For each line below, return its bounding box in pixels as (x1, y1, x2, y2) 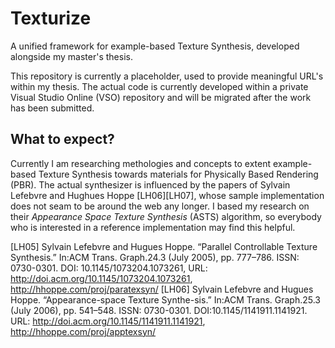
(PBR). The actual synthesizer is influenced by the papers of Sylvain (10, 178, 291, 191)
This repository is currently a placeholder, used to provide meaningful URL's (10, 70, 324, 82)
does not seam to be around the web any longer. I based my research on (10, 200, 310, 212)
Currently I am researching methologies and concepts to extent (10, 157, 272, 169)
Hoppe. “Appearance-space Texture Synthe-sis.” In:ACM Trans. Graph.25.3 (10, 293, 322, 306)
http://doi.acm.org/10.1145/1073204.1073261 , (10, 272, 193, 284)
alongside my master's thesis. (10, 50, 133, 62)
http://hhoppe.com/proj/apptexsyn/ (10, 325, 157, 337)
